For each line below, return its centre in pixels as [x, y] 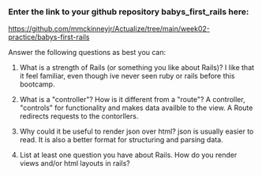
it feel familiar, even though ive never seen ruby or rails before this [127, 76]
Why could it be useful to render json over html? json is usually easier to [137, 131]
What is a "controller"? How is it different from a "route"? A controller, [133, 100]
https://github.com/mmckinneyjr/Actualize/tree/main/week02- [109, 29]
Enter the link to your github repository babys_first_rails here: [129, 12]
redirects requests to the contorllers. [79, 116]
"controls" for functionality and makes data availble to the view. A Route [136, 108]
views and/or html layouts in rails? [75, 163]
